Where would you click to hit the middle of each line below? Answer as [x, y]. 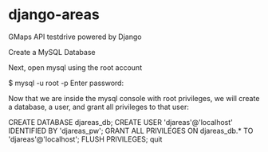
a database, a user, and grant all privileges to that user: [99, 107]
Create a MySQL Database [52, 52]
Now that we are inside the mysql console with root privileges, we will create [134, 98]
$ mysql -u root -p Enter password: [66, 83]
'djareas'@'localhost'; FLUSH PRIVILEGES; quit [85, 139]
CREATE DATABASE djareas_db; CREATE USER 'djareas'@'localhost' [120, 122]
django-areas [54, 15]
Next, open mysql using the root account [75, 67]
